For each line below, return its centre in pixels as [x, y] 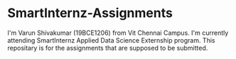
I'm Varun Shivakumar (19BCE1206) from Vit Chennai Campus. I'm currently [118, 33]
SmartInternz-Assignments [90, 13]
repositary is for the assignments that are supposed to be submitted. [108, 48]
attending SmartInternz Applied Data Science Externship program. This [111, 40]
